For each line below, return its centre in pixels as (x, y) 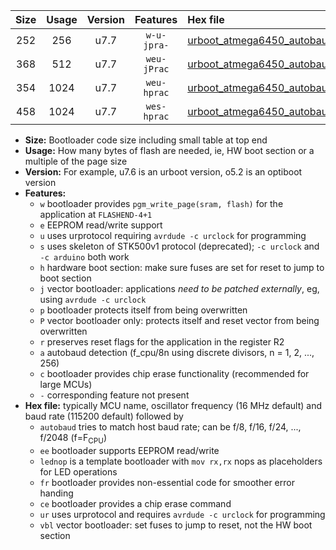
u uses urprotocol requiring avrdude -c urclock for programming (173, 235)
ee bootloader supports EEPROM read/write (129, 450)
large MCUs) (66, 384)
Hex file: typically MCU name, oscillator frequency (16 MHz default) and (173, 405)
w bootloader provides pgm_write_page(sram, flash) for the (161, 203)
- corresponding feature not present (114, 395)
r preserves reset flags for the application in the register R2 (162, 342)
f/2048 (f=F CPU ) (73, 439)
